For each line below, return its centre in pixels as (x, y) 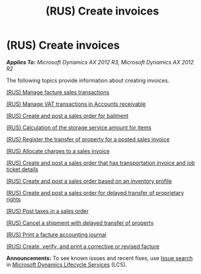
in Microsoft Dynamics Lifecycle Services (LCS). (67, 264)
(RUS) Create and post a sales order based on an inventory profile (89, 181)
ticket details (22, 169)
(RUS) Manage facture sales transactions (58, 92)
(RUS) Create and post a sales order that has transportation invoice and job (100, 163)
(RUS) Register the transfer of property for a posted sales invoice (88, 139)
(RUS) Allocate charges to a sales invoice (58, 151)
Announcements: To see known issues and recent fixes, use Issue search (100, 258)
